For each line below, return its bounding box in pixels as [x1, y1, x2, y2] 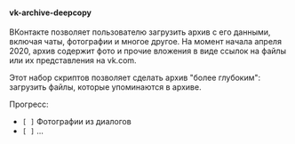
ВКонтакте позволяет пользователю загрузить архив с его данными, [9, 27, 271, 37]
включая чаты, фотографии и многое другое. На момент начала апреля [9, 36, 283, 47]
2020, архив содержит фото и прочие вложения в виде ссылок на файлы [9, 45, 287, 57]
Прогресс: [9, 99, 49, 110]
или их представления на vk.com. [9, 55, 137, 66]
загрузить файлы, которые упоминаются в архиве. [9, 82, 202, 92]
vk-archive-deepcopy [9, 7, 92, 18]
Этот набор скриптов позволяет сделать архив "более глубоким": [9, 72, 261, 84]
